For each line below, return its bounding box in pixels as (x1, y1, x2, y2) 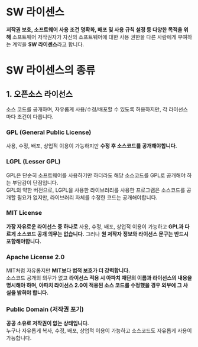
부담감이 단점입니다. (12, 179, 59, 186)
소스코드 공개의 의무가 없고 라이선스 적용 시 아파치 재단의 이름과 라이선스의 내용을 (6, 274, 192, 281)
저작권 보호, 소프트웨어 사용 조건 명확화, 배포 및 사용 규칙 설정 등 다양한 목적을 (6, 26, 183, 33)
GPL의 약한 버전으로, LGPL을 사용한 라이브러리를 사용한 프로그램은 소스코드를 (6, 186, 186, 194)
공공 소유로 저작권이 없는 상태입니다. (6, 320, 90, 327)
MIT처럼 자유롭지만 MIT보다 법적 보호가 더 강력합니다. (6, 267, 131, 274)
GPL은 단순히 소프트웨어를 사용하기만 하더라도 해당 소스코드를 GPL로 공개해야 (6, 172, 186, 179)
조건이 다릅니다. (17, 113, 54, 120)
